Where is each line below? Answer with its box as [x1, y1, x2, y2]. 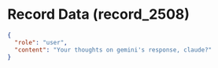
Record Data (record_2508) [7, 5, 190, 23]
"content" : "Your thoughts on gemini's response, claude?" [14, 45, 212, 54]
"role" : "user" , [14, 38, 68, 46]
